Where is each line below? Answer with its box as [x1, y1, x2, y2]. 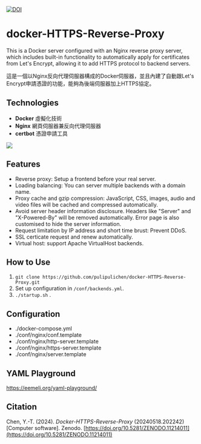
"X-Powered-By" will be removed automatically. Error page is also [15, 214, 180, 221]
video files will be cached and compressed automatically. [15, 200, 159, 208]
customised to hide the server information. [15, 220, 122, 227]
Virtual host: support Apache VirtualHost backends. [15, 239, 144, 247]
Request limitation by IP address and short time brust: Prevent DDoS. [15, 227, 187, 234]
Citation [6, 402, 38, 412]
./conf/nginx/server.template [15, 351, 87, 358]
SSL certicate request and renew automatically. [15, 233, 133, 240]
